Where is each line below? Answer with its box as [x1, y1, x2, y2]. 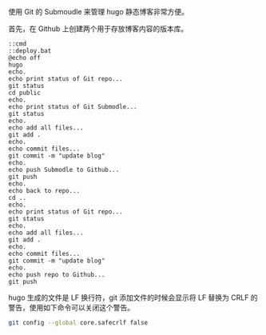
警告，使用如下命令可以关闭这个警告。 [8, 303, 134, 312]
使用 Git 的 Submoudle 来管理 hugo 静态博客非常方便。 [8, 7, 189, 16]
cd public [8, 89, 42, 97]
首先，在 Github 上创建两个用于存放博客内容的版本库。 [8, 24, 189, 34]
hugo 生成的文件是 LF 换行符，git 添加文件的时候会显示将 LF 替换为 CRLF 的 [8, 293, 258, 302]
